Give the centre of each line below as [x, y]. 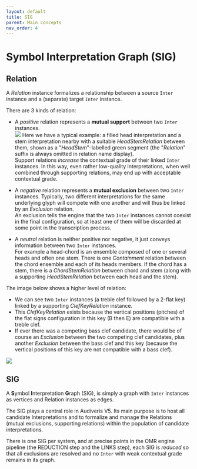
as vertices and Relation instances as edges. [60, 400]
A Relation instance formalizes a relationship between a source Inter [90, 93]
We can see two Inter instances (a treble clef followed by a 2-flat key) [100, 300]
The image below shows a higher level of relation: [66, 288]
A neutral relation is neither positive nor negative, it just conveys [92, 240]
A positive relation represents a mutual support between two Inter [96, 122]
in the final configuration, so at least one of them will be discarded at [98, 222]
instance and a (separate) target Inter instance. [64, 99]
